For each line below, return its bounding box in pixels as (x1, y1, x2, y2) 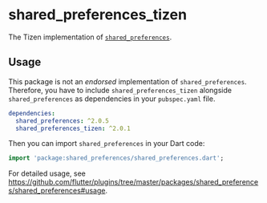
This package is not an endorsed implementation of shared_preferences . (8, 76, 247, 86)
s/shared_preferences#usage (8, 186, 106, 196)
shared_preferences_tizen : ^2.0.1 (15, 124, 131, 132)
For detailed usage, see (8, 168, 86, 178)
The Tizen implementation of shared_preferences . (8, 32, 172, 42)
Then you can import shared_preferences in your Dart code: (8, 139, 205, 148)
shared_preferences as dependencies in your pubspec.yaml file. (8, 94, 216, 104)
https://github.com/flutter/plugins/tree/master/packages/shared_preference (8, 177, 259, 187)
